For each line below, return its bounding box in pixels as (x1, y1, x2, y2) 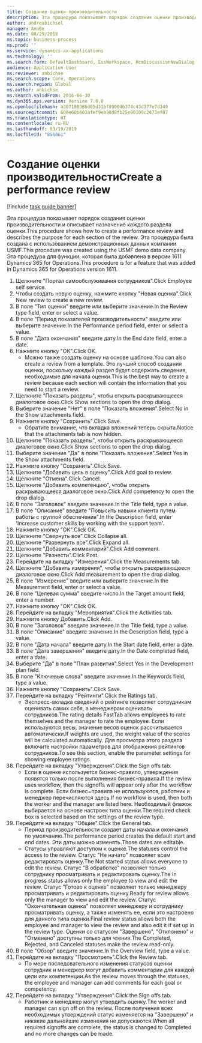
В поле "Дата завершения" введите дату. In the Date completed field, (15, 647, 189, 655)
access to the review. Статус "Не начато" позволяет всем (24, 851, 171, 859)
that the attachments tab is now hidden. (24, 430, 123, 437)
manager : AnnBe (7, 25, 45, 32)
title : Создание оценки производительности (7, 8, 117, 15)
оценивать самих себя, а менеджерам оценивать (24, 704, 152, 712)
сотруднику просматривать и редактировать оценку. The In (24, 870, 177, 877)
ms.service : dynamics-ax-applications (7, 48, 104, 54)
